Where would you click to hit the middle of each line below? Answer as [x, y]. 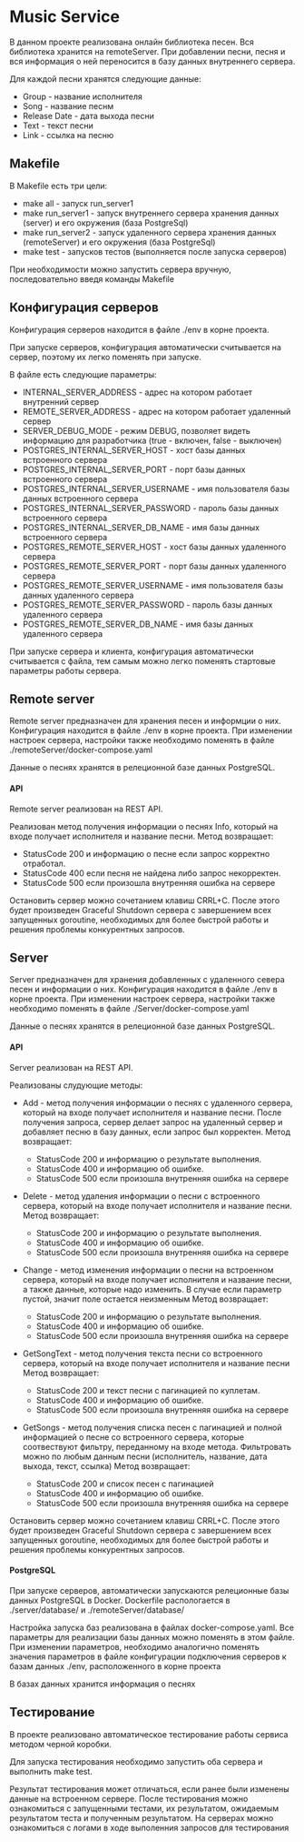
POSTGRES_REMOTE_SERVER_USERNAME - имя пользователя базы [153, 585]
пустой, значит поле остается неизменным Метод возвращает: [145, 1299]
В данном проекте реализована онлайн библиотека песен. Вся [132, 42]
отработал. [44, 863]
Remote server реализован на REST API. [86, 809]
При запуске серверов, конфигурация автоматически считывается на [145, 347]
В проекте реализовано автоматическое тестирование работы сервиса [149, 1734]
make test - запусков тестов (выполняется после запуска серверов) [155, 251]
